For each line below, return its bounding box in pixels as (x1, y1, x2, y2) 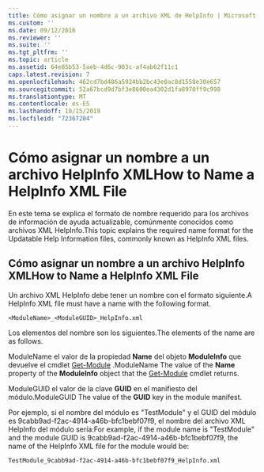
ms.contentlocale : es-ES (8, 100, 90, 108)
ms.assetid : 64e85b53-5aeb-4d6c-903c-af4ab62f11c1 (8, 63, 179, 71)
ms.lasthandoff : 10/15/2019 (8, 108, 101, 116)
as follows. (8, 336, 43, 345)
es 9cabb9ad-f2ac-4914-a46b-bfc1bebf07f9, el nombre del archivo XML (8, 416, 247, 425)
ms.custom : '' (8, 19, 55, 27)
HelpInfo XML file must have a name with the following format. (8, 299, 211, 308)
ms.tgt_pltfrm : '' (8, 48, 69, 56)
